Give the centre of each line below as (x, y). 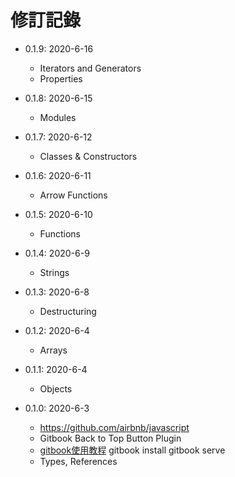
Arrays (53, 350)
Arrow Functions (73, 195)
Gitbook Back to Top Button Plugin (110, 438)
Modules (58, 117)
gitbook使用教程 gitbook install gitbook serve (132, 450)
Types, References (78, 461)
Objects (56, 388)
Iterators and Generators (90, 68)
